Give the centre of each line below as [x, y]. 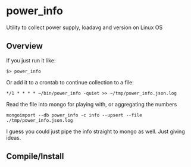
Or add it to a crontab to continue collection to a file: [70, 82]
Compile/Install [35, 157]
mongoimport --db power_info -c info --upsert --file [74, 115]
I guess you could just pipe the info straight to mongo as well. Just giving [96, 131]
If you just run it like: [31, 60]
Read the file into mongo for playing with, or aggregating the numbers [92, 104]
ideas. [14, 137]
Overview [25, 46]
